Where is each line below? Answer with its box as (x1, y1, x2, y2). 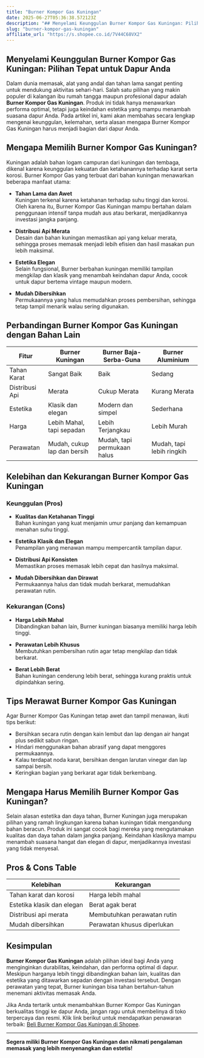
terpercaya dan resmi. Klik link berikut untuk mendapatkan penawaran (6, 1014, 182, 1022)
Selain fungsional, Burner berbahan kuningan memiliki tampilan (15, 265, 174, 272)
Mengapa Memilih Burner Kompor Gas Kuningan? (6, 142, 197, 153)
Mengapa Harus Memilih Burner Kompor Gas (6, 787, 179, 797)
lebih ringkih (151, 447, 187, 455)
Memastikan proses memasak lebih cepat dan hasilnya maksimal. (15, 562, 179, 570)
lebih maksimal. (15, 247, 55, 254)
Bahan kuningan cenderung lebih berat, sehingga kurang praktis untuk (15, 672, 192, 679)
